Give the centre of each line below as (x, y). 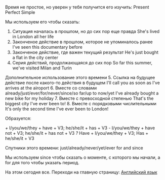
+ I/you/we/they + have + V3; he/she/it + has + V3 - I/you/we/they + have (80, 128)
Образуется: (18, 118)
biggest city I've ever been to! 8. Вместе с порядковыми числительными (81, 104)
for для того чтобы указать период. (42, 163)
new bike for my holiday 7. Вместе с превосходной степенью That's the (80, 98)
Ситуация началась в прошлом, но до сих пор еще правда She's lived (86, 31)
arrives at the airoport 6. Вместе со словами (51, 88)
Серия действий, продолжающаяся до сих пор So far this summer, (82, 63)
